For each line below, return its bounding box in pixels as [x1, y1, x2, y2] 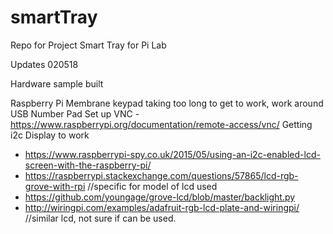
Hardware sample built [10, 77, 104, 90]
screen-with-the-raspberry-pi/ [24, 159, 152, 171]
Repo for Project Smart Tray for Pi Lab [10, 39, 167, 51]
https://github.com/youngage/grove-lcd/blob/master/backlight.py [24, 191, 296, 203]
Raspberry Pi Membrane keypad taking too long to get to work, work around [10, 97, 324, 109]
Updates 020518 [10, 58, 79, 70]
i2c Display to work [10, 129, 90, 141]
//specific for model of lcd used [87, 180, 218, 192]
